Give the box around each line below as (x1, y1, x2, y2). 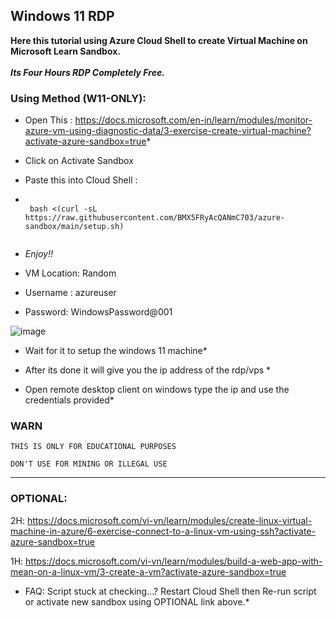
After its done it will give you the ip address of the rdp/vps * (24, 364, 272, 376)
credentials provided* (24, 394, 115, 406)
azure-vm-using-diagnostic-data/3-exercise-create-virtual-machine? (24, 125, 312, 137)
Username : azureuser (24, 287, 117, 299)
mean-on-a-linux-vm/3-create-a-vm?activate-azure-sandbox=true (10, 565, 287, 578)
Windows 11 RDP (10, 8, 115, 25)
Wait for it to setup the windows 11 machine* (24, 345, 208, 357)
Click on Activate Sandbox (24, 155, 134, 167)
